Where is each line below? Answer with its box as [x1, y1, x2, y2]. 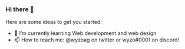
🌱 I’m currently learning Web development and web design [14, 30, 157, 37]
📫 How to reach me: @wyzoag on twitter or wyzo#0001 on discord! [14, 36, 180, 43]
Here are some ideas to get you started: [5, 19, 103, 26]
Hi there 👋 [5, 5, 35, 13]
